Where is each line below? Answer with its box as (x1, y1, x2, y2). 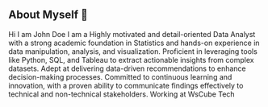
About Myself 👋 (8, 8, 89, 22)
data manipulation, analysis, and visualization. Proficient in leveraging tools (8, 46, 258, 56)
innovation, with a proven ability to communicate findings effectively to (8, 80, 244, 90)
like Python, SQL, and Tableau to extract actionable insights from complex (8, 55, 254, 64)
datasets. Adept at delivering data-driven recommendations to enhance (8, 64, 246, 73)
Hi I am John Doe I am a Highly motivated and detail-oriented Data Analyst (8, 29, 256, 39)
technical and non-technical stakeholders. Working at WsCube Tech (8, 89, 236, 99)
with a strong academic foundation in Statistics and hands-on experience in (8, 38, 260, 47)
